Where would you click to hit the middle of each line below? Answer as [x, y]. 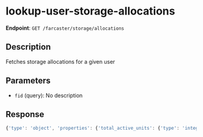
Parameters [28, 81]
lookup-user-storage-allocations [90, 11]
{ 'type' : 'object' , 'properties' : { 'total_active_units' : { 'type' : [93, 129]
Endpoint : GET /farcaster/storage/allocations [65, 28]
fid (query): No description [48, 95]
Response [25, 114]
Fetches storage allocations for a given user [61, 61]
